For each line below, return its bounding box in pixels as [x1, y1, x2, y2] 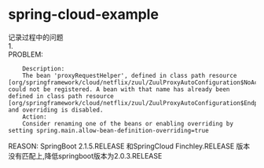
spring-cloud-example [8, 5, 159, 24]
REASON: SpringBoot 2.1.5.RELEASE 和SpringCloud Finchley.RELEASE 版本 [8, 141, 251, 151]
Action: [22, 112, 47, 121]
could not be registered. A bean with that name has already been [8, 85, 230, 93]
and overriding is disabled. [8, 106, 104, 114]
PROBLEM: [8, 49, 43, 59]
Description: [22, 64, 65, 72]
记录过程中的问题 [8, 32, 64, 42]
